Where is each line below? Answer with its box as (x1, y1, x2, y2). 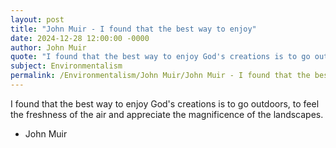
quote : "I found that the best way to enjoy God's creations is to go (10, 52, 311, 62)
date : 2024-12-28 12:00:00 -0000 (10, 33, 150, 43)
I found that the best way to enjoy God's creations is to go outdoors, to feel (10, 97, 320, 110)
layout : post (10, 14, 65, 25)
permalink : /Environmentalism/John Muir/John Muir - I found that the (10, 71, 311, 81)
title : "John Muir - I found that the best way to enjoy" (10, 24, 257, 34)
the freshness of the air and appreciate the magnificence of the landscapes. (10, 108, 324, 120)
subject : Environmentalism (10, 61, 123, 71)
